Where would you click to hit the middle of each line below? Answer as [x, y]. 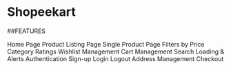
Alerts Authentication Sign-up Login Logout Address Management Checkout [115, 58]
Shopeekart [41, 12]
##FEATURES [27, 31]
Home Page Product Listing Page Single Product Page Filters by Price [106, 44]
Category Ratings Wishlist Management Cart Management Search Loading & [116, 51]
